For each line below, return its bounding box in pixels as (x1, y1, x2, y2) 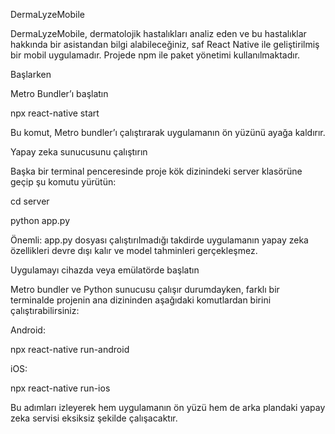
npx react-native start (10, 107, 100, 119)
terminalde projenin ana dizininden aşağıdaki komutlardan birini (10, 294, 272, 306)
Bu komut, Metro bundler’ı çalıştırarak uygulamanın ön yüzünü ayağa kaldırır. (10, 127, 326, 138)
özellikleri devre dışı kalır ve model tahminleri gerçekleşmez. (10, 245, 258, 256)
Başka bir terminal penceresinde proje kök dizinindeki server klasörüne (10, 165, 303, 177)
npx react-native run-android (10, 344, 130, 355)
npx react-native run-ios (10, 382, 111, 394)
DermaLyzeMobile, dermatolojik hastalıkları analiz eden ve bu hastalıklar (10, 28, 307, 39)
